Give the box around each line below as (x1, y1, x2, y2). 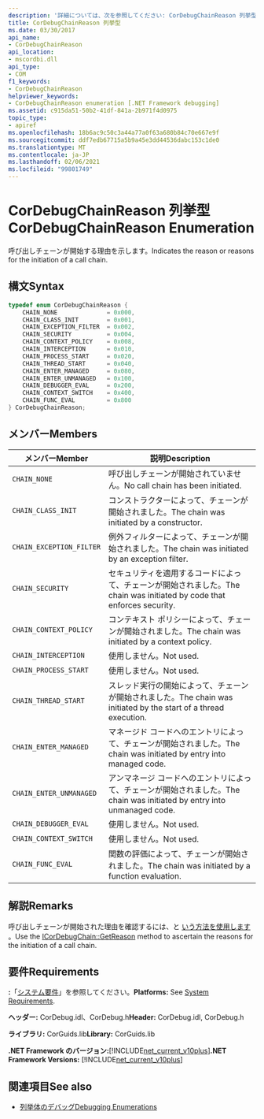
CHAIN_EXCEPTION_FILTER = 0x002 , (22, 323, 135, 331)
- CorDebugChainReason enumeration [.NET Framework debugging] (8, 99, 220, 107)
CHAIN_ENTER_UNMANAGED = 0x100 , (22, 374, 135, 382)
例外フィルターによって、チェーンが (108, 531, 241, 542)
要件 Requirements (8, 965, 100, 978)
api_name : (8, 33, 41, 42)
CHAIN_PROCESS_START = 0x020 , (22, 352, 135, 360)
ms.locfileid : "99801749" (8, 165, 93, 173)
